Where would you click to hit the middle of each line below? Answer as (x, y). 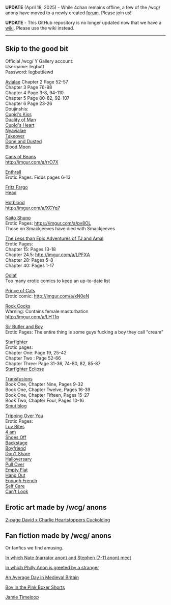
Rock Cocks (18, 306)
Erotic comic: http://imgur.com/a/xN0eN (47, 296)
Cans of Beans (21, 156)
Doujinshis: (17, 108)
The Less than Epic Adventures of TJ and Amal (54, 238)
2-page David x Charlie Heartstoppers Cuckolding (58, 519)
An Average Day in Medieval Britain (42, 577)
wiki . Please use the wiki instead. (40, 28)
